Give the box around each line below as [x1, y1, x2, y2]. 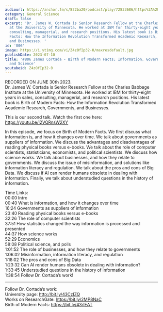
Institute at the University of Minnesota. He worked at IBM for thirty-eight [5, 89, 151, 95]
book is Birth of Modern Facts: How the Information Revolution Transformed [5, 100, 157, 105]
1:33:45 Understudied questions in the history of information [5, 267, 126, 273]
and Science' [9, 61, 36, 66]
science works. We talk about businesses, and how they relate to [5, 155, 135, 160]
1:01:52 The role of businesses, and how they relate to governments [5, 246, 140, 252]
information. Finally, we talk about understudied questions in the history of [5, 175, 154, 181]
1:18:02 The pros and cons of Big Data [5, 257, 81, 263]
